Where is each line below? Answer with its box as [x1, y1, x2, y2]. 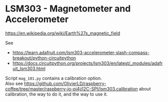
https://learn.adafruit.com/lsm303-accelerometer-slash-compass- [12, 49, 150, 55]
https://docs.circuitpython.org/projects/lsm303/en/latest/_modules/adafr [12, 60, 163, 66]
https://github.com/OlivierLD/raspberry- [24, 80, 106, 86]
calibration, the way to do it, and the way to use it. [5, 91, 108, 97]
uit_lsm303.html [12, 65, 46, 71]
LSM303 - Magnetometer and [5, 3, 131, 14]
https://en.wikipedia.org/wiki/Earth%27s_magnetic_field [5, 30, 120, 36]
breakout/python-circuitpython [12, 54, 76, 60]
